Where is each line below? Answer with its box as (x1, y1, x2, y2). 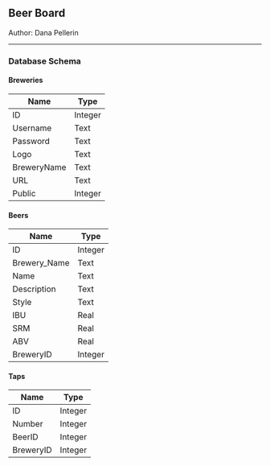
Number (12, 419, 43, 430)
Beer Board (8, 6, 66, 20)
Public (12, 188, 36, 199)
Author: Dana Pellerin (8, 27, 79, 37)
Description (12, 283, 56, 295)
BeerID (12, 431, 39, 443)
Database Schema (8, 56, 82, 67)
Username (12, 122, 52, 134)
